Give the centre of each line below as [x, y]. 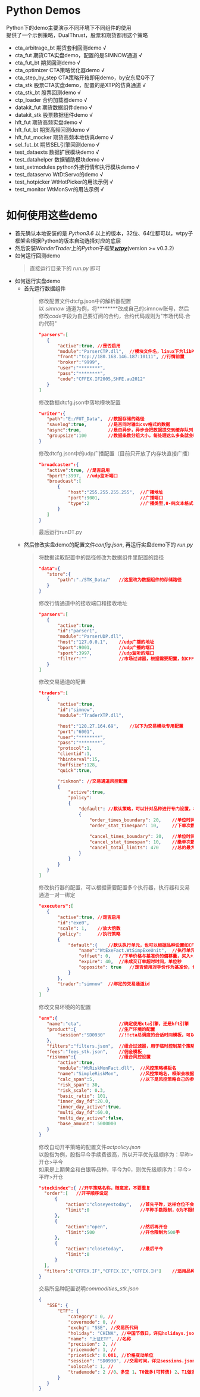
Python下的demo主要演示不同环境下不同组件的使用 [69, 27]
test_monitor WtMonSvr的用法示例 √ [59, 189]
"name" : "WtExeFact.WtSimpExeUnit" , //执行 [132, 951]
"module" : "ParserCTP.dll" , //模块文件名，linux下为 [121, 351]
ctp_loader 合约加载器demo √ [51, 100]
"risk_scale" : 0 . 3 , [82, 1090]
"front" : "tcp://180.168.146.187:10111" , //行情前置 [121, 357]
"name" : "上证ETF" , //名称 [100, 1339]
